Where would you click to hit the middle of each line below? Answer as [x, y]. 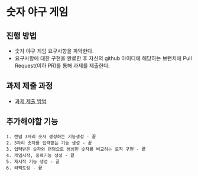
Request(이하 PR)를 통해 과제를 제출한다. [62, 66]
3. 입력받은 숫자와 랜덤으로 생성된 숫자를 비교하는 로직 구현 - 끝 [76, 149]
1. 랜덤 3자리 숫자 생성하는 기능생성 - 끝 [51, 137]
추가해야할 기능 [32, 122]
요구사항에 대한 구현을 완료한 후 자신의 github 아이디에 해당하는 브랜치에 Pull [103, 58]
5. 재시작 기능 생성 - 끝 [33, 162]
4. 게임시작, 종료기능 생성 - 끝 [40, 155]
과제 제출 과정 [30, 86]
